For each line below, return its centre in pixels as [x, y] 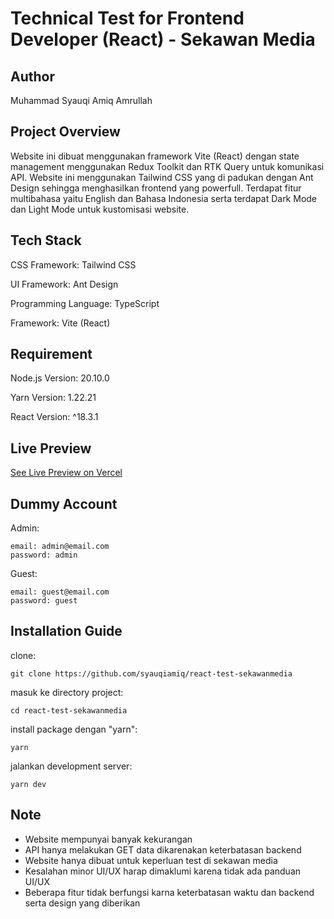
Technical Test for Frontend [127, 18]
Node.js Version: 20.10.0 [60, 378]
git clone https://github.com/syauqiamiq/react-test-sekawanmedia [151, 673]
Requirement [51, 354]
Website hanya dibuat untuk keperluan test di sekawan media [151, 860]
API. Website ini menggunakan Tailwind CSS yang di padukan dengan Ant [162, 177]
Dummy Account [64, 503]
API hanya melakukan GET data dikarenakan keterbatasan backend [163, 849]
